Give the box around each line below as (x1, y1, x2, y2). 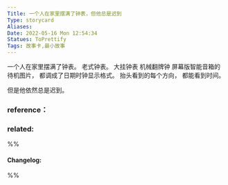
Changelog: (7, 156, 42, 164)
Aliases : (7, 23, 33, 30)
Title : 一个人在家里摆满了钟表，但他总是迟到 (7, 10, 123, 17)
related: (7, 124, 35, 134)
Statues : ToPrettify (7, 36, 67, 43)
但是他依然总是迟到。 (7, 86, 68, 94)
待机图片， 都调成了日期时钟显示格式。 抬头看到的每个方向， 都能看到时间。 (7, 71, 225, 79)
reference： (7, 105, 49, 115)
